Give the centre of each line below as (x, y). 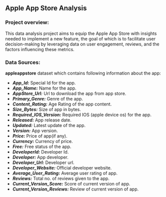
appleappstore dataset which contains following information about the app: (83, 73)
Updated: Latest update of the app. (49, 125)
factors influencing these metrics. (40, 49)
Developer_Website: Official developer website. (62, 167)
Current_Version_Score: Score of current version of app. (71, 183)
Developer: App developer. (40, 157)
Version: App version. (35, 130)
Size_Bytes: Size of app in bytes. (46, 109)
